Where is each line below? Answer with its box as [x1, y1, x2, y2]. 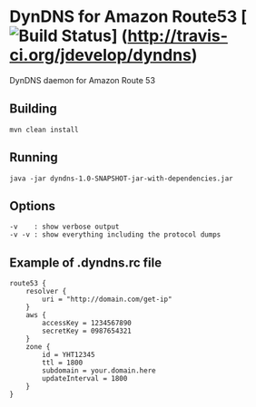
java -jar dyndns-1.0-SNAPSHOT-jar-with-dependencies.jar [9, 174, 233, 183]
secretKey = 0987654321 [42, 326, 132, 336]
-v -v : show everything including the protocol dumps [9, 230, 222, 239]
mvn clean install [9, 125, 79, 134]
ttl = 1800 [42, 358, 84, 368]
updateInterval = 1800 [42, 374, 128, 383]
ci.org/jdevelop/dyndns [9, 45, 192, 65]
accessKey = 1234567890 [42, 319, 132, 328]
